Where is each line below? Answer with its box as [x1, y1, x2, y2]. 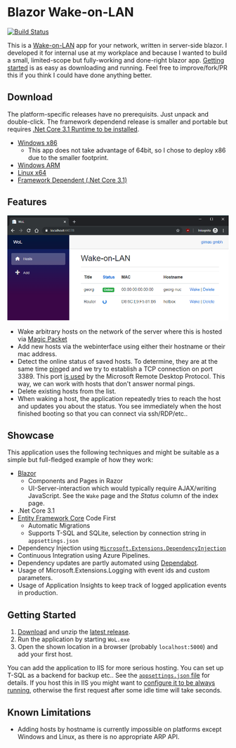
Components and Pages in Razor [27, 477, 124, 485]
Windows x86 [17, 138, 58, 147]
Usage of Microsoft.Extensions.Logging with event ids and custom [17, 566, 210, 575]
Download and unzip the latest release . [17, 628, 131, 636]
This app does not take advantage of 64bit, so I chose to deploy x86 [27, 145, 226, 155]
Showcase [7, 429, 55, 441]
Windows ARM [17, 161, 61, 169]
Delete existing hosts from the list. [17, 387, 117, 395]
